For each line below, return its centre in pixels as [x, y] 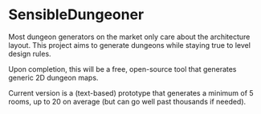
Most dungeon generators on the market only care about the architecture [129, 37]
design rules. [30, 53]
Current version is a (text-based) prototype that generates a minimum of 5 [131, 92]
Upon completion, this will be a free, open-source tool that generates [122, 69]
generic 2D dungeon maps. [53, 77]
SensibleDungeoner [76, 15]
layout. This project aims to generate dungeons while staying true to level [130, 45]
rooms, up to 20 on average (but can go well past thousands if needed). [127, 101]
